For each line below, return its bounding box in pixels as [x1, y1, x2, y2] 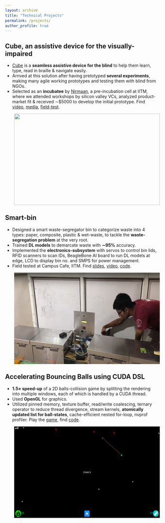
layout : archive [5, 8, 38, 13]
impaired [5, 49, 33, 58]
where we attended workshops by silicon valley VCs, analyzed [12, 94, 137, 99]
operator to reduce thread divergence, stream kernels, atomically [12, 406, 144, 412]
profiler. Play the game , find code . [12, 417, 80, 423]
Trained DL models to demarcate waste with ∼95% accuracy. [12, 242, 136, 248]
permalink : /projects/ [5, 18, 51, 23]
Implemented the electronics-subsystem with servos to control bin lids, [12, 247, 157, 253]
